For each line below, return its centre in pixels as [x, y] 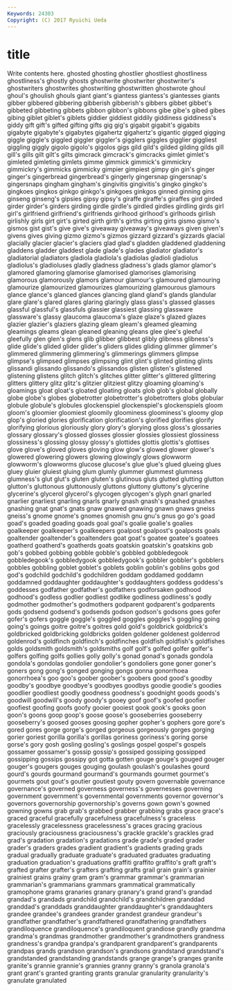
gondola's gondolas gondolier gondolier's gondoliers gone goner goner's [112, 663]
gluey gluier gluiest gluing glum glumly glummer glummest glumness [105, 472]
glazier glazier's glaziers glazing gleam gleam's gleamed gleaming [102, 324]
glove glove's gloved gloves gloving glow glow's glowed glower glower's [111, 450]
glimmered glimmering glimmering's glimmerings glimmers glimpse [103, 354]
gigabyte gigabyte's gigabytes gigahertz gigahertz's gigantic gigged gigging [116, 133]
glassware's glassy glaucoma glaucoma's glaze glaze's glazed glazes [107, 317]
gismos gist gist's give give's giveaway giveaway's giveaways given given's [115, 228]
